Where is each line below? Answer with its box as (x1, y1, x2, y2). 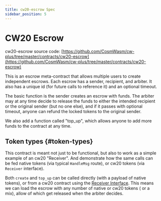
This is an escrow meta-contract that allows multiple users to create (5, 73, 141, 79)
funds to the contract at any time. (5, 123, 72, 129)
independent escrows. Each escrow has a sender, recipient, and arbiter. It (5, 79, 152, 84)
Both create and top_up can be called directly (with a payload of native (5, 175, 146, 181)
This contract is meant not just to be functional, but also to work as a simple (5, 150, 157, 156)
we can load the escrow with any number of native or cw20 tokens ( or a (5, 185, 150, 191)
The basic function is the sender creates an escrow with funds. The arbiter (5, 93, 154, 99)
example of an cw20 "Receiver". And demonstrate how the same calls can (5, 155, 153, 161)
